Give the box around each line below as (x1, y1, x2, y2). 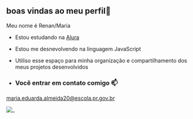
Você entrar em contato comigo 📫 (14, 79, 118, 87)
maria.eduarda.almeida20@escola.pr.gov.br (6, 94, 115, 102)
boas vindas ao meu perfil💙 (6, 6, 111, 16)
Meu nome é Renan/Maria (6, 22, 71, 29)
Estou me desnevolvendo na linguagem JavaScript (14, 45, 141, 52)
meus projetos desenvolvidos (14, 63, 89, 70)
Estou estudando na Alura (14, 34, 80, 41)
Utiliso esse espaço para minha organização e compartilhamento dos (14, 56, 188, 64)
